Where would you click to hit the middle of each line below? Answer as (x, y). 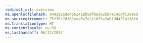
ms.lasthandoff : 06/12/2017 (34, 33)
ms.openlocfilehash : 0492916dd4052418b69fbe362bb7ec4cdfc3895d (72, 14)
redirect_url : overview (30, 10)
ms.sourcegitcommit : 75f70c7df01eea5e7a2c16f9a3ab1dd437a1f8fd (72, 19)
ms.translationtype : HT (30, 23)
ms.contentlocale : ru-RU (31, 28)
